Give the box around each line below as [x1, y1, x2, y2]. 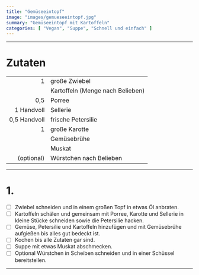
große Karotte [50, 125, 89, 133]
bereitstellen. [14, 256, 47, 264]
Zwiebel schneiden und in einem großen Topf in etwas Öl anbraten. [14, 204, 179, 211]
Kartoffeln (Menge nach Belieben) [50, 87, 145, 95]
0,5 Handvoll [9, 116, 45, 124]
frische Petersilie [50, 116, 98, 124]
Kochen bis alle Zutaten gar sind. [14, 236, 95, 244]
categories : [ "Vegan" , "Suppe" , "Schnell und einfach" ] [6, 25, 152, 31]
